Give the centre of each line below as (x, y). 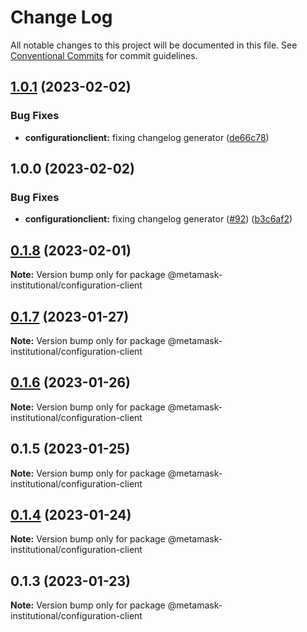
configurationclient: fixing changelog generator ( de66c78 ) (147, 137)
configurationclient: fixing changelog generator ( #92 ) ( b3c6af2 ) (158, 219)
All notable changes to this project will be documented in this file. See (154, 45)
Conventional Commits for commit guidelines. (104, 55)
